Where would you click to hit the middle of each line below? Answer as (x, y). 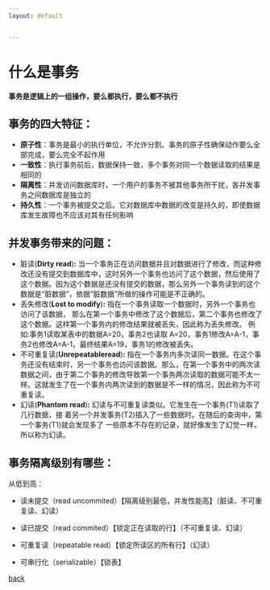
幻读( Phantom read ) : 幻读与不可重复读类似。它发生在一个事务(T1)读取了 (140, 405)
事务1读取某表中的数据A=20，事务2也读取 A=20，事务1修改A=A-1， (141, 334)
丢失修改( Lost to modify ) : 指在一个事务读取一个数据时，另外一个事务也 (138, 304)
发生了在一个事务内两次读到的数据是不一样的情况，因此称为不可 (154, 385)
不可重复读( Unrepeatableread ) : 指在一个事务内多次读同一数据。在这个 (137, 354)
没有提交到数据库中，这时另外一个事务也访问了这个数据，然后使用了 (147, 274)
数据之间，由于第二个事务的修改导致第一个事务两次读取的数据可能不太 (137, 374)
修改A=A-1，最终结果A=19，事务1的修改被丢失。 (118, 345)
